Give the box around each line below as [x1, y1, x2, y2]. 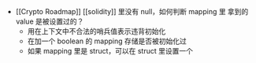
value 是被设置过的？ [15, 17, 84, 26]
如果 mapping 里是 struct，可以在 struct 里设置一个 [27, 46, 193, 55]
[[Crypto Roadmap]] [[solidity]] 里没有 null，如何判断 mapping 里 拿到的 [15, 7, 249, 16]
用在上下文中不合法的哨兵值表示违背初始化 [27, 27, 166, 35]
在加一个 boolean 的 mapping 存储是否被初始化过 [27, 36, 187, 46]
